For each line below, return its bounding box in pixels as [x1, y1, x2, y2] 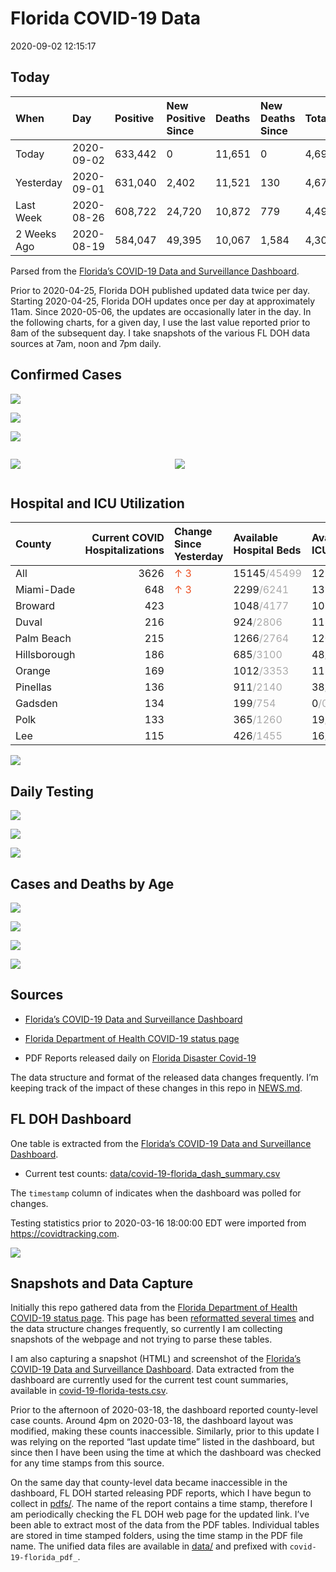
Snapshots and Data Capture [10, 1275, 194, 1292]
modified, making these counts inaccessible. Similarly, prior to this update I [10, 1425, 320, 1437]
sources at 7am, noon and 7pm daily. [10, 337, 162, 349]
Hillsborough [15, 648, 76, 662]
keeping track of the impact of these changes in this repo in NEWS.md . [10, 1082, 303, 1094]
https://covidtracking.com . [10, 1227, 120, 1239]
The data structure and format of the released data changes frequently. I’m [10, 1071, 319, 1083]
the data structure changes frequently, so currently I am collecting [10, 1323, 283, 1335]
